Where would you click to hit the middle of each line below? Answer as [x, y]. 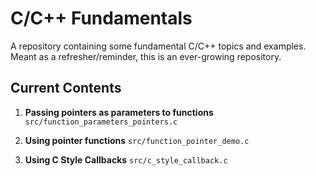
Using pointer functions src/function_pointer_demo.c [137, 140]
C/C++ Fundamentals [101, 18]
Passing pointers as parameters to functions [119, 112]
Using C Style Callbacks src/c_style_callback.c [126, 159]
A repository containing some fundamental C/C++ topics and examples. [158, 46]
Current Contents [66, 88]
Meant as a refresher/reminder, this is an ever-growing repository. [146, 56]
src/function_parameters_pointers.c [101, 122]
